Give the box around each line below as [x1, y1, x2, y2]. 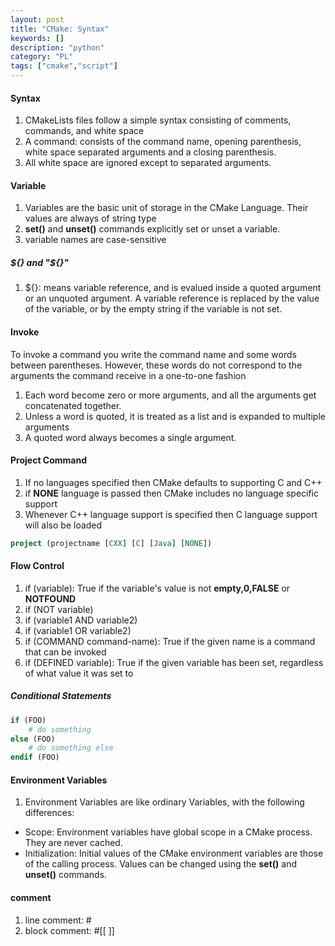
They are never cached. [24, 837, 123, 849]
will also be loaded [24, 519, 103, 531]
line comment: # [24, 914, 92, 926]
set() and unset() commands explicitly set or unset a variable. [24, 223, 281, 235]
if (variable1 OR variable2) [24, 624, 132, 636]
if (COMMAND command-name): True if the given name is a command [24, 635, 316, 647]
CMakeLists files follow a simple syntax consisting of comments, [24, 114, 292, 126]
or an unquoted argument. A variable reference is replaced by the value [24, 292, 320, 305]
